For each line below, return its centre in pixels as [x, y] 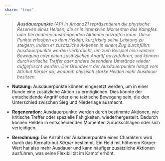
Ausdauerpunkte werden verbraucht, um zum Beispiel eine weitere [85, 50]
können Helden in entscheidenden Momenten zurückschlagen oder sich [86, 122]
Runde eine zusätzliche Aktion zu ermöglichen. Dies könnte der [77, 91]
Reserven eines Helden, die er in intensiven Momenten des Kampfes [87, 29]
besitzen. [26, 77]
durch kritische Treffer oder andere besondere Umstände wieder [83, 61]
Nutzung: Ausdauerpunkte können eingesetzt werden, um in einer [80, 86]
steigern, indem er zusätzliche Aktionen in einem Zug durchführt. [84, 45]
